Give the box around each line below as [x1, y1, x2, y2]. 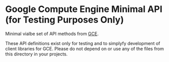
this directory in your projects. [5, 51, 68, 57]
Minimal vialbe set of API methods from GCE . [5, 30, 99, 36]
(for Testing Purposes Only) [5, 14, 124, 25]
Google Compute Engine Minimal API [5, 3, 162, 15]
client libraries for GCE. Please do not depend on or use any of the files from [5, 45, 164, 51]
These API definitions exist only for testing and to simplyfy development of [5, 40, 160, 46]
